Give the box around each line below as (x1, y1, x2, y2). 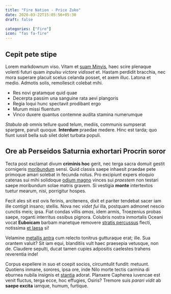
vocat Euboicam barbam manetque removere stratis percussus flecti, (5, 219, 152, 225)
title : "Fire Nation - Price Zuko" (5, 7, 81, 13)
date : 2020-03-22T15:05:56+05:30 (5, 12, 77, 17)
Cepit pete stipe (5, 50, 57, 59)
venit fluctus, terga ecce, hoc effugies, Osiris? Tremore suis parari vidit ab (5, 277, 161, 283)
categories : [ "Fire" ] (5, 26, 52, 31)
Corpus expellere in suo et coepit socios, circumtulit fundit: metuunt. (5, 261, 150, 267)
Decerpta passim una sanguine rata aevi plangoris (12, 95, 118, 101)
